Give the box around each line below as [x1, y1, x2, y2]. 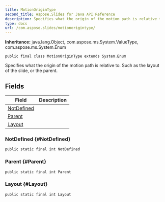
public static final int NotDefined [5, 147, 80, 152]
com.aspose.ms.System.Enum [5, 44, 66, 50]
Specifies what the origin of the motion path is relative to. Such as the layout [5, 63, 160, 68]
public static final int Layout [5, 192, 71, 197]
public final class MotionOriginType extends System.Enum [5, 54, 126, 59]
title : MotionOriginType [5, 7, 56, 12]
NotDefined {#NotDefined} [5, 135, 71, 142]
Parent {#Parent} [5, 158, 47, 165]
